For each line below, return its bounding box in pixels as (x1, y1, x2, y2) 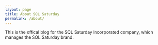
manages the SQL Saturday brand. (5, 34, 74, 40)
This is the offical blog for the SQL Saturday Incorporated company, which (5, 30, 154, 35)
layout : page (5, 7, 32, 12)
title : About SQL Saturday (5, 12, 60, 16)
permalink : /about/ (5, 16, 45, 21)
